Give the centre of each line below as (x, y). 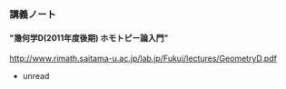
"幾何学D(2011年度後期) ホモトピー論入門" (89, 37)
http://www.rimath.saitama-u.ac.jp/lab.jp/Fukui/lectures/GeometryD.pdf (143, 59)
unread (36, 76)
